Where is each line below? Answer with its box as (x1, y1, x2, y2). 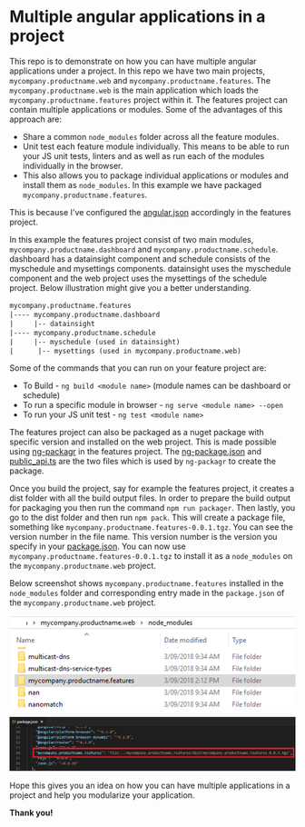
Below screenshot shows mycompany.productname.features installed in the (9, 577, 284, 588)
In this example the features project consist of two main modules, (9, 234, 254, 244)
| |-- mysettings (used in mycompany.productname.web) (9, 346, 242, 355)
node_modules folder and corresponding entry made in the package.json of (9, 587, 285, 598)
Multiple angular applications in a (9, 6, 266, 27)
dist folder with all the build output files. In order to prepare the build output (9, 493, 291, 503)
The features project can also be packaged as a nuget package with (9, 426, 265, 437)
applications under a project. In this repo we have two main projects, (9, 65, 266, 76)
